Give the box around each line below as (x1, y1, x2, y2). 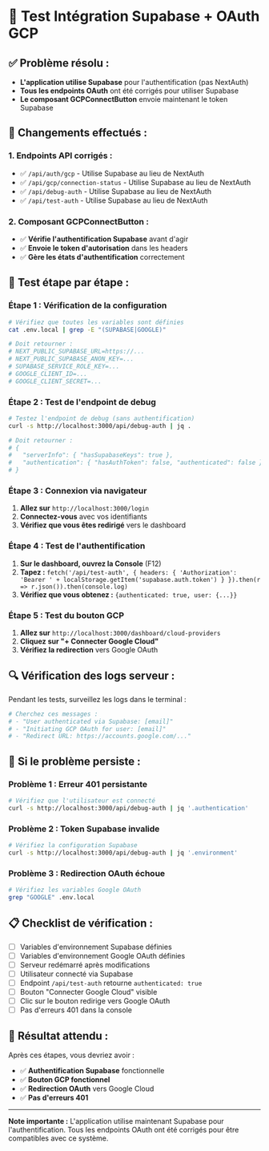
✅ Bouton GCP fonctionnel (19, 1074, 110, 1084)
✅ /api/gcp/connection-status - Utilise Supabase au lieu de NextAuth (19, 177, 251, 187)
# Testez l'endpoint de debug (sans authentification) (8, 414, 195, 422)
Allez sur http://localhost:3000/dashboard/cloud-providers (19, 628, 221, 637)
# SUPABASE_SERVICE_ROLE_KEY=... (8, 362, 120, 371)
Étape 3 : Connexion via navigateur (8, 485, 147, 496)
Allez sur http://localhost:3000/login (19, 503, 150, 513)
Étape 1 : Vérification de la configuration (8, 300, 167, 311)
